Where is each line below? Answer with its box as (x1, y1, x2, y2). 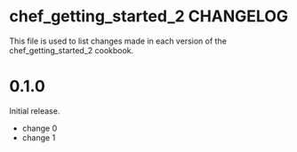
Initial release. (9, 105, 60, 116)
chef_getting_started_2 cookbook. (9, 44, 134, 55)
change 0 (21, 123, 58, 133)
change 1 (21, 132, 56, 143)
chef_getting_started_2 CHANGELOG (9, 6, 289, 27)
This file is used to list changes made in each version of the (9, 36, 227, 46)
